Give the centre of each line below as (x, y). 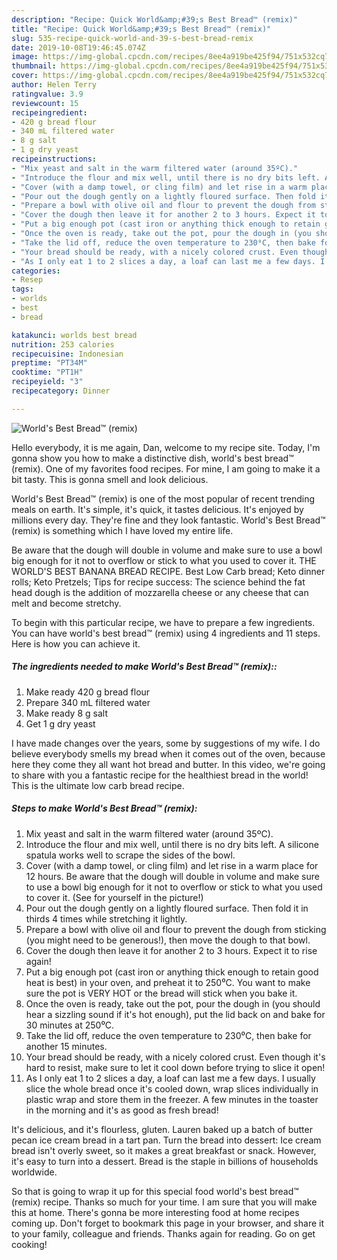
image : (25, 57)
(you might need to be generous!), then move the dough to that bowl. (168, 940)
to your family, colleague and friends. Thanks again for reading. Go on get (163, 1233)
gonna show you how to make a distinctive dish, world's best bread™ (152, 458)
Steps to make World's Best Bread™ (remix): (104, 808)
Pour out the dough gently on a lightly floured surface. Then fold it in (167, 908)
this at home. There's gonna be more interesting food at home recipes (155, 1212)
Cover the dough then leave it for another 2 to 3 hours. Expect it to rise (171, 950)
